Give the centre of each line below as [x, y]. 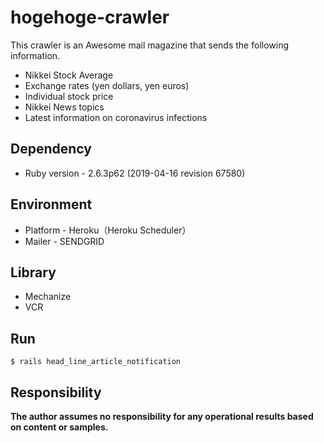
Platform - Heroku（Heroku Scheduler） [108, 230]
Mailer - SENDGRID [64, 241]
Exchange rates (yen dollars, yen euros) [107, 85]
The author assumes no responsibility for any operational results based [162, 416]
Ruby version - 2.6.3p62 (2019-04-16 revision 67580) [135, 173]
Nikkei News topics [64, 107]
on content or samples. [59, 427]
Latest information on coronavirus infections [116, 117]
